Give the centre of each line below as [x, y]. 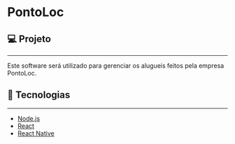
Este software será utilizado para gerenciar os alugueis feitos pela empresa [116, 66]
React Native [36, 133]
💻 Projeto [29, 39]
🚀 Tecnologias [39, 95]
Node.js [29, 118]
